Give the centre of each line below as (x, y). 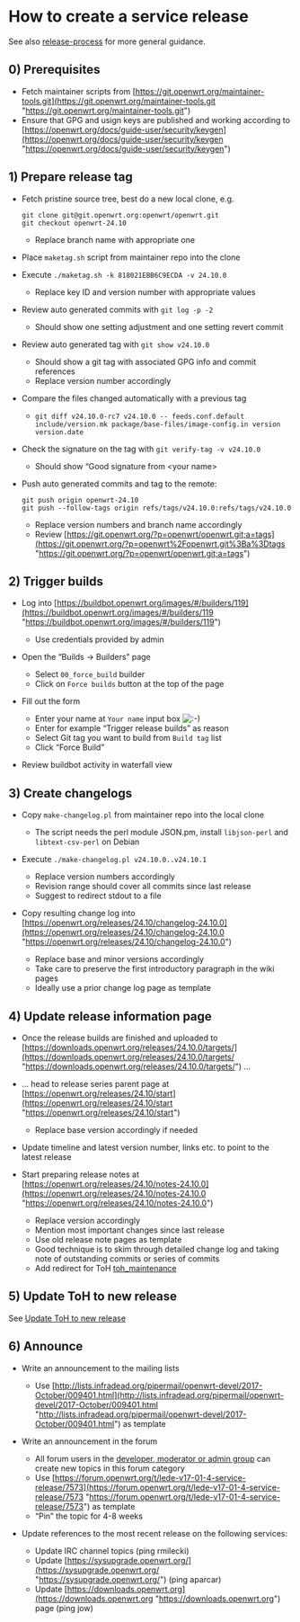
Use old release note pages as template (108, 1239)
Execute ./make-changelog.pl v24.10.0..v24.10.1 (114, 860)
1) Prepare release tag (71, 177)
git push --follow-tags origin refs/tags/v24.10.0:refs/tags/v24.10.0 (156, 508)
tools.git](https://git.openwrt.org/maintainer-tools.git (119, 101)
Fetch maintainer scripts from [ (79, 91)
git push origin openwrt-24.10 (80, 500)
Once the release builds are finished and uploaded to (119, 1038)
